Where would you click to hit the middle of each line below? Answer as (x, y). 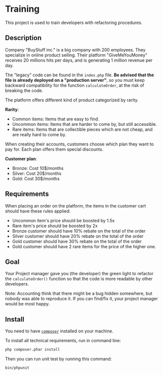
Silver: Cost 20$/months (37, 173)
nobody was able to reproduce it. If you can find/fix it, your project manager (81, 299)
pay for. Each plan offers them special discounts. (54, 149)
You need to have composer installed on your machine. (59, 331)
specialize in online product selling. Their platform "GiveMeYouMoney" (76, 55)
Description (23, 38)
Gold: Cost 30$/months (36, 178)
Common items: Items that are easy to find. (56, 119)
